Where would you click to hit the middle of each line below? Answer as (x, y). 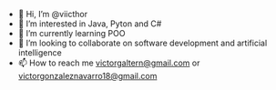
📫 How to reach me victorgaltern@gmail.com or (109, 63)
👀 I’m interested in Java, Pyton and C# (90, 24)
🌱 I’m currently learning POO (72, 33)
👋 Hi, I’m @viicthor (53, 14)
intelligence (40, 53)
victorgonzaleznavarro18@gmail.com (87, 76)
